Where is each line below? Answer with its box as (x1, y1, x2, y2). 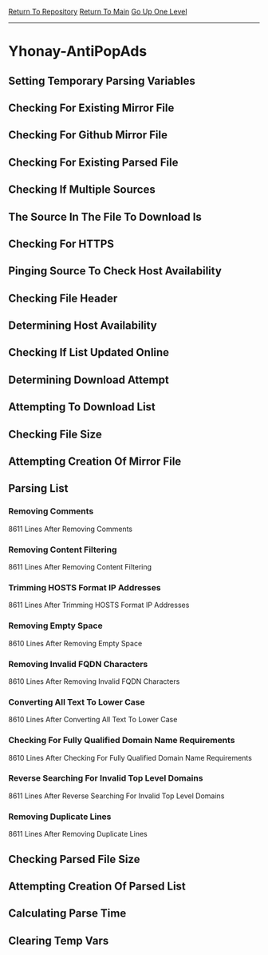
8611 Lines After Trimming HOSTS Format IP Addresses (8, 600, 190, 610)
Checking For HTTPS (8, 237, 114, 250)
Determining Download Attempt (8, 373, 169, 386)
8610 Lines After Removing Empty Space (8, 638, 143, 648)
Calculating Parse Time (8, 907, 127, 921)
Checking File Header (8, 291, 118, 305)
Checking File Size (8, 427, 102, 441)
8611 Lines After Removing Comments (8, 524, 133, 533)
